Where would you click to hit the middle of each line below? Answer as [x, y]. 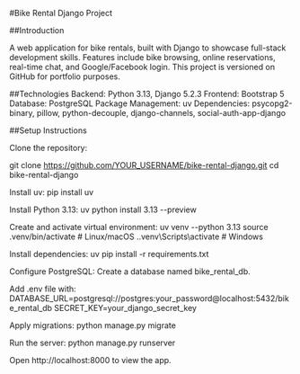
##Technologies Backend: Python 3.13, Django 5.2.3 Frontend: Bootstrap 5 [147, 94]
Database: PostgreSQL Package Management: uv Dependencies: [129, 103]
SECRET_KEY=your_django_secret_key [125, 308]
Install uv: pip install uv [52, 192]
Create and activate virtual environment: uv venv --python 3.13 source [139, 227]
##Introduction [37, 30]
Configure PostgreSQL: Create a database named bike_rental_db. [130, 272]
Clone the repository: [49, 148]
